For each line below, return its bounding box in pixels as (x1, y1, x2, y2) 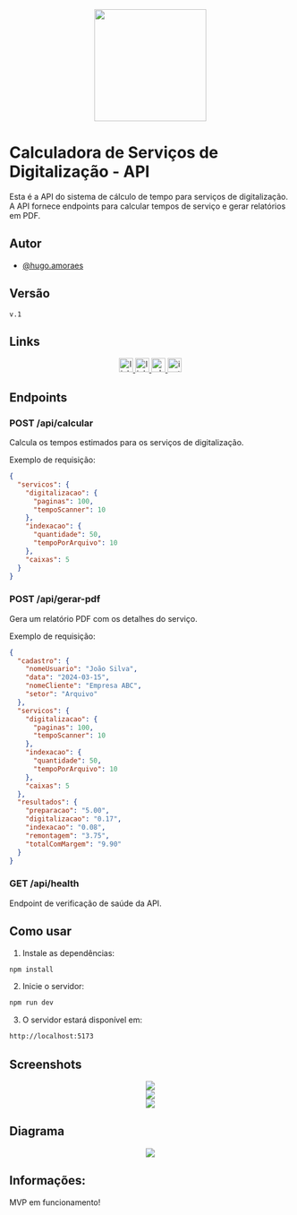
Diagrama (9, 1124, 65, 1139)
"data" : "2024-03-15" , (25, 673, 110, 682)
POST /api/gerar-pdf (9, 593, 101, 606)
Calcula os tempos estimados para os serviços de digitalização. (9, 437, 244, 448)
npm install (9, 965, 54, 974)
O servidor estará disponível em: (21, 1014, 143, 1025)
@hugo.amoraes (21, 260, 84, 271)
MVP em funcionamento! (9, 1196, 101, 1208)
